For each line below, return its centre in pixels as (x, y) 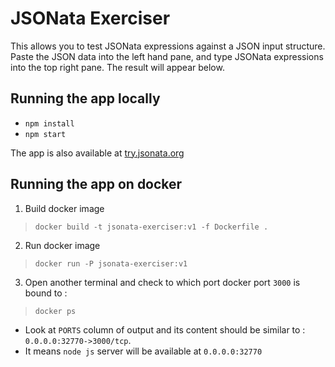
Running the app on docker (96, 184)
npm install (49, 123)
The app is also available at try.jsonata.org (97, 153)
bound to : (46, 293)
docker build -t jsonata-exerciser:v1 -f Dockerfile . (151, 227)
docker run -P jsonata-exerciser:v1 (111, 263)
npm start (45, 134)
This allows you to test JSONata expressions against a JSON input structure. (168, 46)
